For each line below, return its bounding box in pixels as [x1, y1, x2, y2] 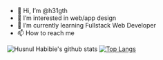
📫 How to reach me [17, 29, 75, 37]
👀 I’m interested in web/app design [17, 14, 117, 22]
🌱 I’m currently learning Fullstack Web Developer [17, 21, 157, 29]
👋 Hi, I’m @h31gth [17, 7, 68, 14]
